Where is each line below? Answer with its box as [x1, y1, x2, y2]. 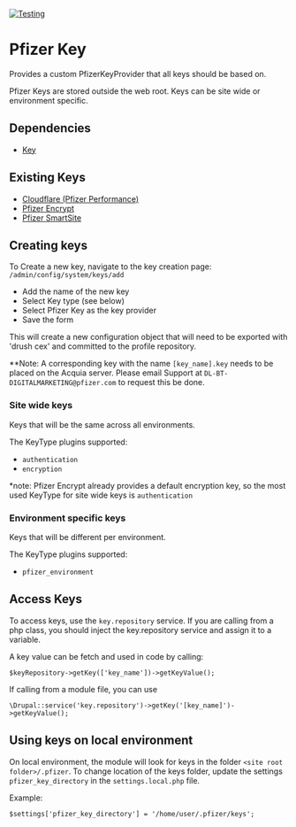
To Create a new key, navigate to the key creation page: [9, 261, 212, 272]
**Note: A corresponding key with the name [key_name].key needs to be [9, 359, 274, 369]
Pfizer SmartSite [21, 213, 82, 223]
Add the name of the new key [21, 286, 130, 297]
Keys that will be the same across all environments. [9, 419, 196, 429]
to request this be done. [118, 377, 205, 388]
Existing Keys [9, 170, 86, 185]
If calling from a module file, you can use [9, 684, 157, 694]
